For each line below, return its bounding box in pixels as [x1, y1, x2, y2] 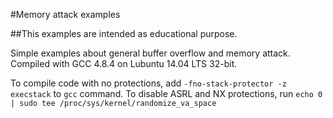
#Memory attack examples [10, 9, 121, 20]
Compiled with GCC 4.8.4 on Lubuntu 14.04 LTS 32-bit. [10, 58, 238, 69]
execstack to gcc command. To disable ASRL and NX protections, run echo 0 [10, 88, 323, 99]
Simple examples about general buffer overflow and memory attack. [10, 47, 291, 59]
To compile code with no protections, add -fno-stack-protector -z [10, 77, 287, 89]
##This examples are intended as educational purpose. [10, 28, 238, 39]
